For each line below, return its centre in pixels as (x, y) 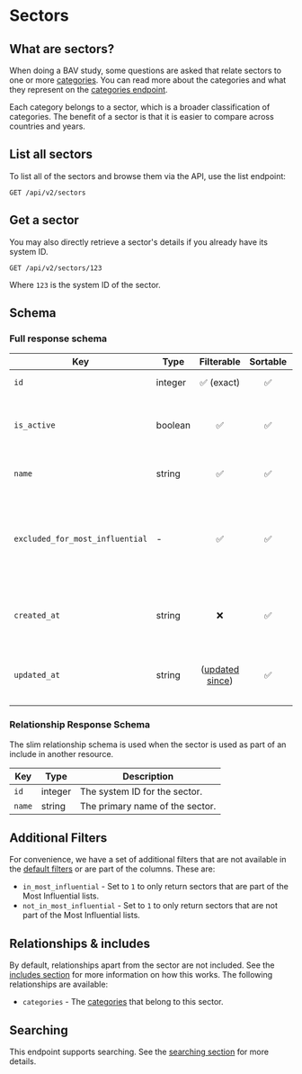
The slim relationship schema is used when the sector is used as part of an (148, 745)
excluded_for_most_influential (81, 539)
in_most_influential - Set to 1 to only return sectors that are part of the (155, 887)
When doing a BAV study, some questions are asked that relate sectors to (145, 70)
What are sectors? (62, 49)
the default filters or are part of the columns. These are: (112, 869)
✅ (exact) (220, 383)
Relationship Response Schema (80, 725)
